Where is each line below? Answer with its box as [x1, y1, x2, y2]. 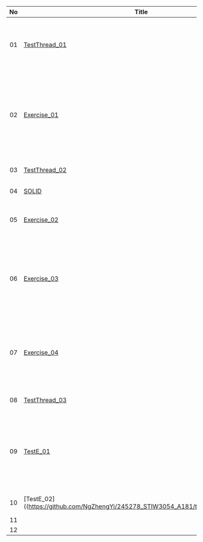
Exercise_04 [24, 348, 59, 357]
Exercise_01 [24, 111, 59, 119]
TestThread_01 [24, 40, 67, 49]
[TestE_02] [24, 495, 56, 503]
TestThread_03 [24, 396, 67, 404]
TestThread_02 [24, 166, 67, 174]
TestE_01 [24, 447, 50, 455]
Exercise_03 [24, 275, 59, 282]
